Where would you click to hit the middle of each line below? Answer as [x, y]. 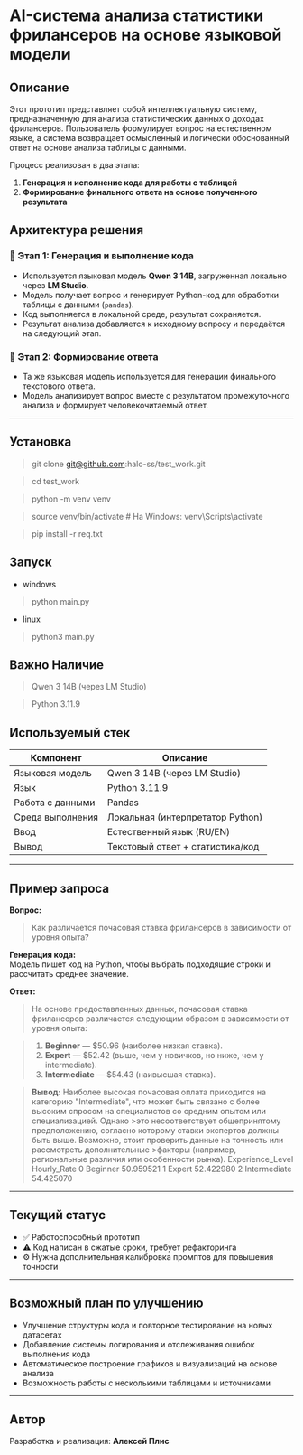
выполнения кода [56, 1354]
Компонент [56, 758]
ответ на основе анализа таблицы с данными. [98, 147]
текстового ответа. [59, 386]
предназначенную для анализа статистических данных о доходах [137, 119]
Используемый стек [70, 732]
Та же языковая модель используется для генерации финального [149, 376]
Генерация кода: [43, 955]
